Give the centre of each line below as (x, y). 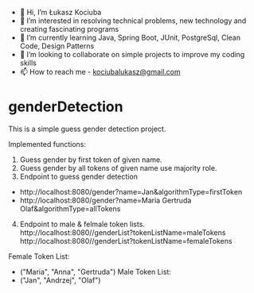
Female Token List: (39, 256)
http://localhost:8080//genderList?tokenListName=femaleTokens (126, 241)
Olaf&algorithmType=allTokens (70, 208)
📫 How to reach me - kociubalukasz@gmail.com (100, 72)
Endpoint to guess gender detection (78, 176)
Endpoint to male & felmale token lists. (82, 224)
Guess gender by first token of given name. (91, 160)
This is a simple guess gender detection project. (87, 129)
